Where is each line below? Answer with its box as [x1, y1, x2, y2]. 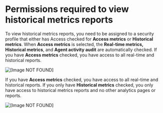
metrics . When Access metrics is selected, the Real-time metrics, [5, 41, 143, 47]
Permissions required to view [5, 3, 129, 15]
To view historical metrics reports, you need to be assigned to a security [5, 30, 154, 36]
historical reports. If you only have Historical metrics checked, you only [5, 81, 153, 88]
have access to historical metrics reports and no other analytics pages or [5, 87, 156, 93]
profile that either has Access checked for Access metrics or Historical [5, 36, 153, 42]
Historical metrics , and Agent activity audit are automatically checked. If [5, 46, 157, 52]
